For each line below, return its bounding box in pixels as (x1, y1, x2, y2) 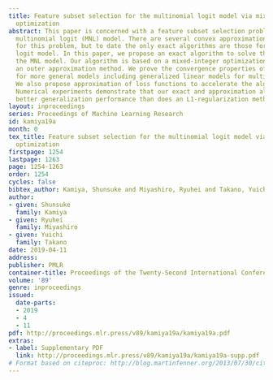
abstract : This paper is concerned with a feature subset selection (8, 27, 245, 35)
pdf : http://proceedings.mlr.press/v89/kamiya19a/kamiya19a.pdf (8, 329, 231, 337)
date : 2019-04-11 (8, 246, 67, 254)
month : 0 (8, 125, 38, 133)
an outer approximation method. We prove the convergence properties (15, 65, 256, 73)
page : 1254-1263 (8, 163, 63, 171)
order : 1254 (8, 171, 49, 179)
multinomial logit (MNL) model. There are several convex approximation (15, 34, 267, 43)
